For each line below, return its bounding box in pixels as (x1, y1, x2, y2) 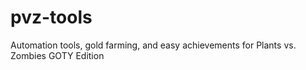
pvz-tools (10, 6, 93, 29)
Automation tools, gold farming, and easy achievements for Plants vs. (10, 39, 297, 51)
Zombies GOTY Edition (10, 49, 105, 61)
